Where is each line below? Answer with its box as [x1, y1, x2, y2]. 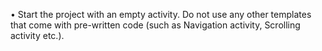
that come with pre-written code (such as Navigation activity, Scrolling [10, 19, 301, 31]
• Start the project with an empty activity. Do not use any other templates [10, 9, 312, 20]
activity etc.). [10, 30, 65, 41]
